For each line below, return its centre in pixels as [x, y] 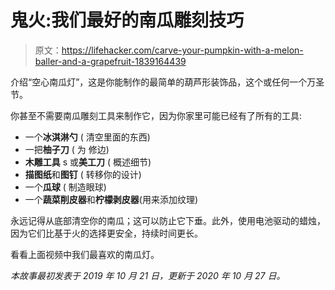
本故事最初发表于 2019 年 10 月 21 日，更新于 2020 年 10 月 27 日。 [148, 275]
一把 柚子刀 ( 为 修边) [67, 149]
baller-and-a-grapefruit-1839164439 [110, 61]
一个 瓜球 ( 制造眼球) [65, 187]
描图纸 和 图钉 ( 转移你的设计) [83, 174]
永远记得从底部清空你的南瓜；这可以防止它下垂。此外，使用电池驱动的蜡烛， [168, 220]
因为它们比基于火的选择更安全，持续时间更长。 [106, 233]
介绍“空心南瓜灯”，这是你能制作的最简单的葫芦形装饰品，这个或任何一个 [159, 82]
